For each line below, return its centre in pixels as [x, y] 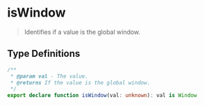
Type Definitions [44, 54]
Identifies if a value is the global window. [82, 32]
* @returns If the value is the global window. [80, 82]
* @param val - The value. [49, 76]
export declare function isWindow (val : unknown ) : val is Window [102, 96]
